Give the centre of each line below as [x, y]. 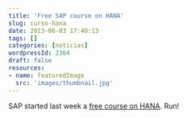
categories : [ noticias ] [48, 46]
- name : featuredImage [46, 75]
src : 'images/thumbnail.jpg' [64, 83]
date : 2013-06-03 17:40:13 [54, 31]
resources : [27, 68]
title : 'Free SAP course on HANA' [66, 16]
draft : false [30, 61]
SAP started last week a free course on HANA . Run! [94, 106]
